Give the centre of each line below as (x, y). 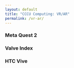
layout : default (21, 9)
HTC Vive (16, 61)
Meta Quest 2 (21, 35)
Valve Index (19, 48)
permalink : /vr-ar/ (25, 18)
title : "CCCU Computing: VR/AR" (37, 14)
